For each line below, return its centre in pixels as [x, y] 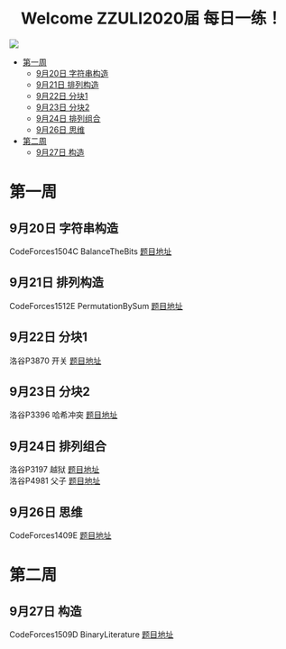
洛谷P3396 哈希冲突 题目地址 [64, 415]
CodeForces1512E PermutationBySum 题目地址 [96, 306]
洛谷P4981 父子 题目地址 [55, 481]
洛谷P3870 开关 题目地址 [55, 361]
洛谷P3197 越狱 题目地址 [55, 470]
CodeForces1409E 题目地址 [60, 535]
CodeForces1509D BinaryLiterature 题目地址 [92, 635]
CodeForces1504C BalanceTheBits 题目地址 [91, 251]
